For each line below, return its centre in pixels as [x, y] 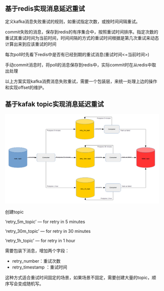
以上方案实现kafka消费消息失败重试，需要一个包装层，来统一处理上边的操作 [81, 81]
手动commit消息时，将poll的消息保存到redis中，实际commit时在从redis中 [79, 64]
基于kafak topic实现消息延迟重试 [54, 104]
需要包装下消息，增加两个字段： [37, 251]
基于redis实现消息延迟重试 [45, 9]
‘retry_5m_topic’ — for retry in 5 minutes [45, 222]
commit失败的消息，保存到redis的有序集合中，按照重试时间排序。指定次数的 [82, 32]
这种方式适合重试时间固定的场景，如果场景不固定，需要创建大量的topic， [79, 278]
